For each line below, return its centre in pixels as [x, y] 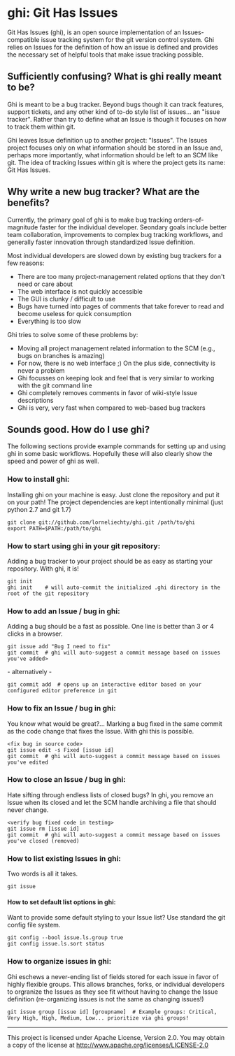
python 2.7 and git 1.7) [39, 509]
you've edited [28, 762]
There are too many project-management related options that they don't [121, 276]
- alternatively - [30, 672]
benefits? [29, 203]
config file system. [34, 925]
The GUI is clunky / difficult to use [66, 299]
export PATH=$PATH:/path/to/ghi [54, 528]
